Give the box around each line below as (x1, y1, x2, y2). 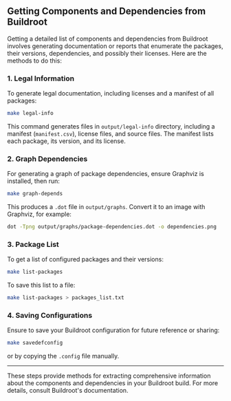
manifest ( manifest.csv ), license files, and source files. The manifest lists (7, 129, 214, 138)
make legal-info (7, 110, 54, 117)
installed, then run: (7, 177, 60, 185)
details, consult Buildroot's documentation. (7, 387, 129, 395)
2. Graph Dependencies (7, 154, 88, 164)
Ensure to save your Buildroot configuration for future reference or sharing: (7, 326, 220, 334)
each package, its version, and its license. (7, 137, 126, 145)
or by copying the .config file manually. (7, 352, 120, 360)
